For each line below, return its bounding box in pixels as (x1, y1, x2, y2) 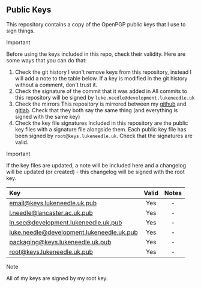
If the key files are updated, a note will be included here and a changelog (6, 161, 187, 169)
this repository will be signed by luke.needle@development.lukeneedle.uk (14, 94, 195, 101)
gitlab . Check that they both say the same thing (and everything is (14, 106, 178, 113)
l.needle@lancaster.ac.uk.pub (9, 208, 93, 217)
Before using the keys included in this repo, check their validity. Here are (6, 50, 186, 58)
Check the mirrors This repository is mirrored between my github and (14, 100, 187, 107)
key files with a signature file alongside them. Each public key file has (14, 125, 187, 133)
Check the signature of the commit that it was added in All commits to (14, 87, 188, 95)
